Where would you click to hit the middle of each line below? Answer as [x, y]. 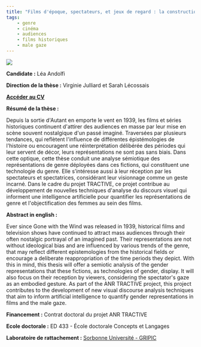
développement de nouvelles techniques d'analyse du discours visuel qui [97, 190]
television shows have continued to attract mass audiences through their [96, 232]
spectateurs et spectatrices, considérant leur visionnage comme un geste [97, 177]
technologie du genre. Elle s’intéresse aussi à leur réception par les [89, 171]
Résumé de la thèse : [33, 108]
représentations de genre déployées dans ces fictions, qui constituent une [98, 164]
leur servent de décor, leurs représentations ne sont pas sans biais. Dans [96, 152]
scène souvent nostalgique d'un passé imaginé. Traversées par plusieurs [96, 133]
